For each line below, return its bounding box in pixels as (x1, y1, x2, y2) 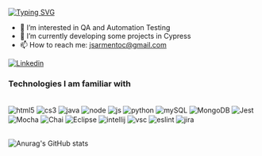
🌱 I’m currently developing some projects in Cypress (19, 32, 191, 40)
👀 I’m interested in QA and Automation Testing (19, 23, 171, 32)
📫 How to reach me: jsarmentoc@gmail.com (19, 40, 167, 49)
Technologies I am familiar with (8, 78, 131, 89)
